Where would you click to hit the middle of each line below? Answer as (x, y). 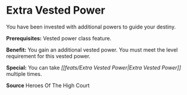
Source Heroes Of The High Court (48, 85)
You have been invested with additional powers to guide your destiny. (91, 27)
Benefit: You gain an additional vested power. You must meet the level (92, 50)
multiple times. (24, 74)
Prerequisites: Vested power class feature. (59, 38)
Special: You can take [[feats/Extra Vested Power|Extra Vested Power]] (93, 67)
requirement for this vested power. (48, 56)
